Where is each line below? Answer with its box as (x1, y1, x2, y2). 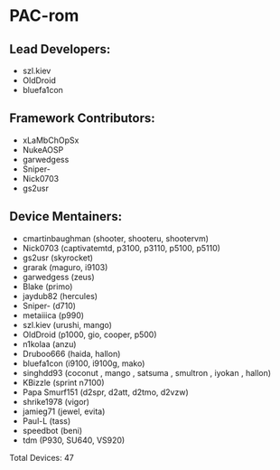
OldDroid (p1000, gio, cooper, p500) (22, 329, 157, 340)
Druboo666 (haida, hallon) (22, 348, 121, 359)
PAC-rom (9, 5, 79, 26)
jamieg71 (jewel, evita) (22, 406, 106, 417)
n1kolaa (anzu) (22, 338, 77, 349)
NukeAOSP (22, 144, 64, 155)
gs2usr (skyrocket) (22, 252, 93, 263)
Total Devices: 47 (9, 452, 74, 463)
